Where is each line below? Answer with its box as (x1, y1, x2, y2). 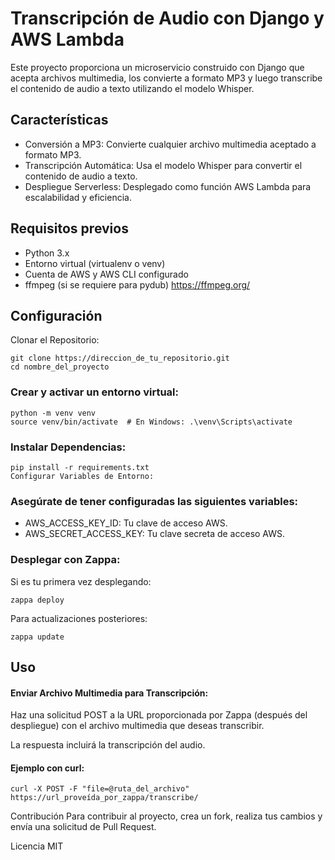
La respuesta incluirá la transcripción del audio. (10, 739, 206, 751)
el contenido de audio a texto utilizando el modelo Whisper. (10, 82, 255, 94)
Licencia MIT (10, 840, 64, 852)
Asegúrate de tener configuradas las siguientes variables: (10, 494, 299, 508)
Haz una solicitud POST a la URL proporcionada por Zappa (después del (10, 709, 308, 721)
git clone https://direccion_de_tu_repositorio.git (10, 353, 230, 364)
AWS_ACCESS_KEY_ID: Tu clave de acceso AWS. (24, 517, 228, 529)
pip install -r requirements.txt (10, 462, 150, 472)
